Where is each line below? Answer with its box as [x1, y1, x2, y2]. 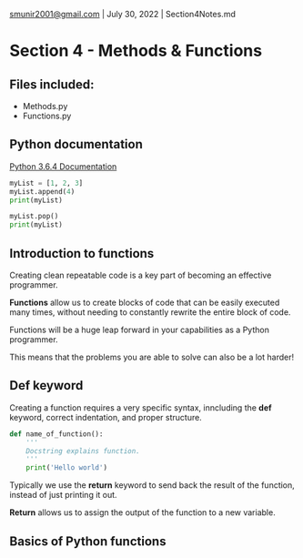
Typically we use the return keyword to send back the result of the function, [9, 480, 296, 491]
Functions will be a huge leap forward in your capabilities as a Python [9, 324, 270, 335]
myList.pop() [9, 212, 59, 221]
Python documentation [9, 137, 143, 152]
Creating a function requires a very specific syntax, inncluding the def [9, 401, 272, 413]
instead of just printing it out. [9, 490, 117, 501]
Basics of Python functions [9, 533, 167, 549]
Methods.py [22, 101, 68, 111]
